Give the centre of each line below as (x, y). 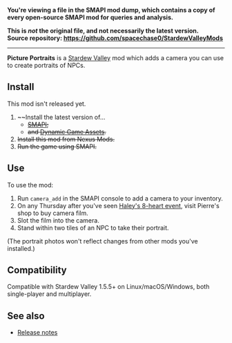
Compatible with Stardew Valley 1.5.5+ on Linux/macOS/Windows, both (108, 287)
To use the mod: (30, 185)
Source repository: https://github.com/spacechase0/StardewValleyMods (115, 38)
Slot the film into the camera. (58, 220)
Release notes (37, 333)
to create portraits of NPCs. (46, 65)
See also (26, 316)
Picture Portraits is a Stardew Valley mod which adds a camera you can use (116, 58)
